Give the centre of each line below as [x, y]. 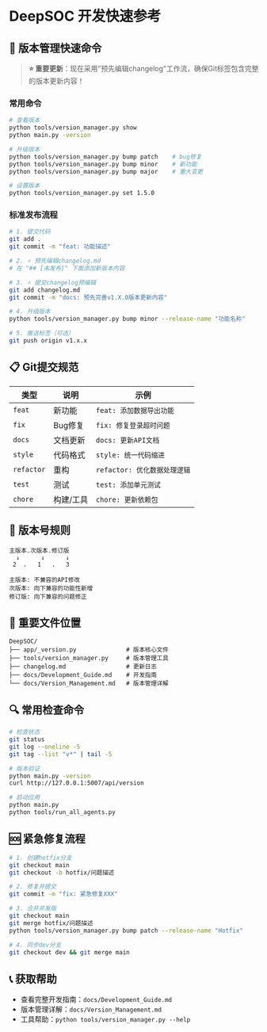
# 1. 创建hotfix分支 [40, 858]
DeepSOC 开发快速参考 [85, 16]
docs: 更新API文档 [128, 440]
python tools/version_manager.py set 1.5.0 [82, 193]
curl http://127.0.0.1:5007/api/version [77, 783]
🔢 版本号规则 [40, 531]
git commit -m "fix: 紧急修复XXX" [63, 894]
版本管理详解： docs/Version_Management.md [91, 1009]
